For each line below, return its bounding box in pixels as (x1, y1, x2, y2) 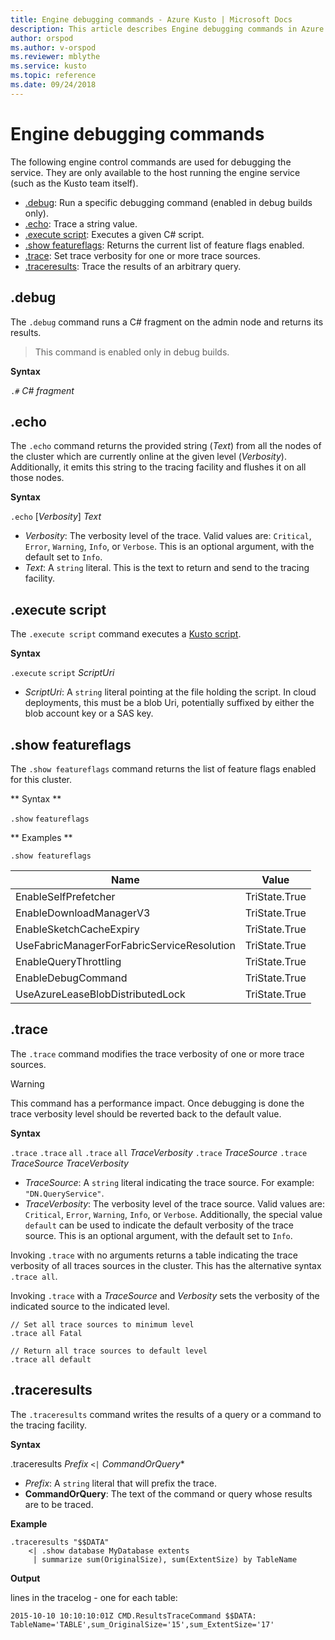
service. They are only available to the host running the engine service (10, 166, 301, 178)
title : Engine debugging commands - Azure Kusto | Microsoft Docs (10, 14, 293, 25)
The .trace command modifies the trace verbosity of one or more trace (10, 1047, 305, 1060)
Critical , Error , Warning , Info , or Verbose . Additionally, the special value (24, 1208, 323, 1220)
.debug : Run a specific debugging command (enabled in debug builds (24, 196, 313, 208)
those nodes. (10, 472, 65, 484)
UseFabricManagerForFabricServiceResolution (15, 938, 236, 952)
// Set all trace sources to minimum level (10, 1319, 195, 1330)
